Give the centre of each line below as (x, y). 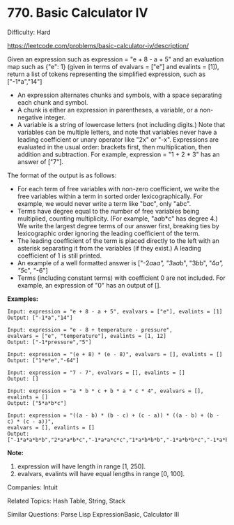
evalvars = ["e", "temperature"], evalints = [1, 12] (87, 336)
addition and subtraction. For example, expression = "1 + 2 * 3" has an (118, 154)
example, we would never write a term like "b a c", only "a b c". (104, 203)
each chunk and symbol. (53, 102)
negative (30, 117)
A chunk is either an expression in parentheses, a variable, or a (108, 110)
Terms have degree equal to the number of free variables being (108, 211)
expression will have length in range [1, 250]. (81, 466)
